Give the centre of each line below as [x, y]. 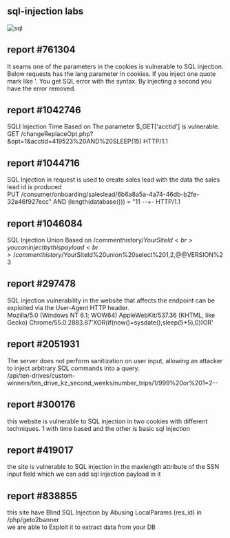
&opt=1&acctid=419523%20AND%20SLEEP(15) [75, 142]
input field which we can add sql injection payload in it [84, 474]
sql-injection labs [45, 11]
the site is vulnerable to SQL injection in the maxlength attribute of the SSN [113, 467]
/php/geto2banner [33, 520]
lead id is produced [34, 187]
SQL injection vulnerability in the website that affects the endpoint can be [111, 300]
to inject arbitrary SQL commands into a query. [73, 368]
